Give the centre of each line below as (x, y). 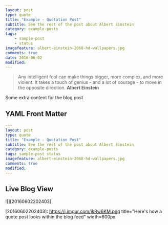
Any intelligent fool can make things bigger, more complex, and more (90, 77)
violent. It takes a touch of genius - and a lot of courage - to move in (90, 82)
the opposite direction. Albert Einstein (58, 88)
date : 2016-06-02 (24, 58)
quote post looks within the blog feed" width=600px (60, 217)
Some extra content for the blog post (44, 98)
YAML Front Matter (36, 114)
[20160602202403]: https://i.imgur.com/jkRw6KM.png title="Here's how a (84, 211)
